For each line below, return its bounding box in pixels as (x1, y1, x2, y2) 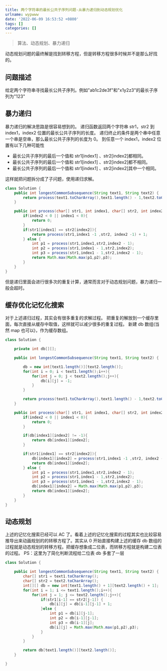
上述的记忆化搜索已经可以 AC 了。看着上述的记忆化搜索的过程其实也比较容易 (5, 531, 162, 537)
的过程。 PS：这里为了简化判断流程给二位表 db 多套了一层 (5, 550, 124, 556)
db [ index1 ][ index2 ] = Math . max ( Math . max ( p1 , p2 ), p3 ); (31, 484, 144, 489)
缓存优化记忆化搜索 (5, 301, 64, 309)
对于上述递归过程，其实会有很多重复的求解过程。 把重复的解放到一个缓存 (5, 315, 155, 321)
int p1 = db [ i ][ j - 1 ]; (49, 611, 94, 616)
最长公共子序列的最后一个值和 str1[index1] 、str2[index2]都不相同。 (12, 159, 151, 165)
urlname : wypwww (5, 12, 39, 17)
